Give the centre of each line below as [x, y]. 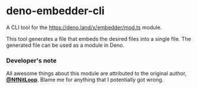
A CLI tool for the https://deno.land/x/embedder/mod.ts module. [84, 27]
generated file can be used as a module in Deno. [65, 45]
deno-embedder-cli [55, 11]
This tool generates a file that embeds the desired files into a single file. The [98, 39]
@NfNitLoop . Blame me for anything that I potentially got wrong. [85, 80]
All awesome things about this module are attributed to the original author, [96, 74]
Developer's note [31, 61]
